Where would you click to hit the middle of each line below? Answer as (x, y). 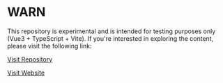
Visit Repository (30, 59)
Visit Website (26, 73)
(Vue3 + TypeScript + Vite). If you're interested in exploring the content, (110, 38)
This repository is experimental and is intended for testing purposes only (111, 31)
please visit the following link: (49, 46)
